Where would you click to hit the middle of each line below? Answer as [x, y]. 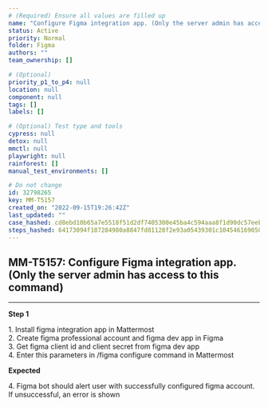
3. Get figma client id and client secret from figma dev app [104, 347]
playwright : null [37, 156]
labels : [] [26, 112]
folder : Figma [32, 46]
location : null [33, 90]
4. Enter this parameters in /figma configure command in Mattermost [121, 355]
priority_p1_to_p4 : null [49, 82]
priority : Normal [37, 38]
